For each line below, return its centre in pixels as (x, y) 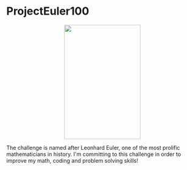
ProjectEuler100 (48, 11)
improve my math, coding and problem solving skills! (72, 160)
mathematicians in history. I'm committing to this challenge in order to (94, 154)
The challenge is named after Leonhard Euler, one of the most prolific (93, 147)
